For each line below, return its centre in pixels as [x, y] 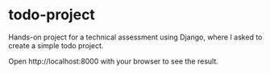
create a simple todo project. [56, 45]
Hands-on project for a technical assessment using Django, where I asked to [135, 37]
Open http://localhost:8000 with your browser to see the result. [114, 61]
